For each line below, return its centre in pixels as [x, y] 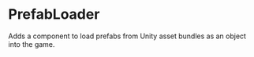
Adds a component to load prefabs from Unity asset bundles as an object [127, 36]
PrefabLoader [54, 14]
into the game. [32, 44]
